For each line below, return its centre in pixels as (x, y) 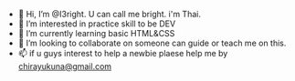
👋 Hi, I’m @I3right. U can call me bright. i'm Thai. (109, 14)
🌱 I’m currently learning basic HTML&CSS (96, 33)
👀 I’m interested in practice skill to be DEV (97, 24)
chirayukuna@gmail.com (65, 66)
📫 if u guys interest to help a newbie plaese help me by (123, 53)
